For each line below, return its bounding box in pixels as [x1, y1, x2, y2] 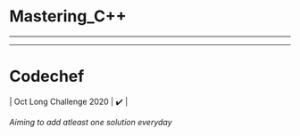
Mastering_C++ [9, 6, 127, 27]
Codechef [9, 67, 85, 86]
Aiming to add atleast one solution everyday [9, 116, 172, 127]
